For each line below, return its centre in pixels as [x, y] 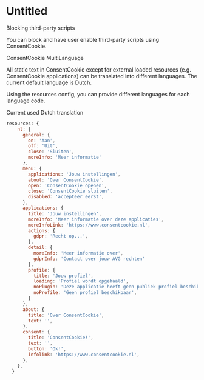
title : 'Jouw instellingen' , [65, 213]
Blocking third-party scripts [41, 28]
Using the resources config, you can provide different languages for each [98, 94]
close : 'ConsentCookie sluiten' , [70, 191]
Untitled [27, 11]
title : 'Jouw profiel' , [63, 276]
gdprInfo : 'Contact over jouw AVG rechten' [89, 259]
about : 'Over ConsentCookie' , [66, 180]
